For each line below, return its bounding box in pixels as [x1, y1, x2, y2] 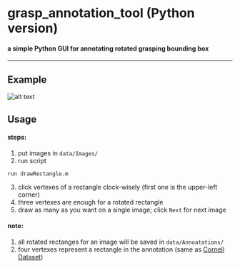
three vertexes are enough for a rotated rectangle [17, 197, 164, 206]
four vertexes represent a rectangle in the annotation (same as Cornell [17, 245, 225, 254]
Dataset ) [17, 253, 44, 261]
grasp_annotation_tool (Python [7, 5, 195, 21]
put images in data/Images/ [17, 148, 99, 158]
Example [7, 73, 47, 86]
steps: [7, 133, 27, 142]
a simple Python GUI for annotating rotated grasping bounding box [7, 44, 209, 53]
